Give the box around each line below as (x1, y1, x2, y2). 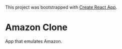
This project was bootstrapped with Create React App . (5, 4, 117, 10)
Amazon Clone (5, 22, 68, 33)
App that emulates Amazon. (5, 38, 62, 44)
